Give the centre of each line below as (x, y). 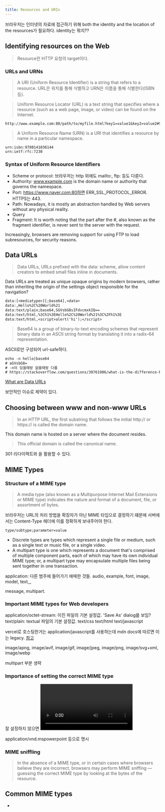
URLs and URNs (24, 72)
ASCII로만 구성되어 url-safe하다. (36, 349)
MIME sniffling (23, 752)
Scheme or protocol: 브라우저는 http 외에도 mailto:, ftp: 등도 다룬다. (78, 175)
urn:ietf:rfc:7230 (24, 152)
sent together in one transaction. (45, 566)
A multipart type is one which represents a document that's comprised (84, 550)
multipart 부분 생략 (23, 663)
